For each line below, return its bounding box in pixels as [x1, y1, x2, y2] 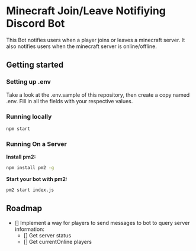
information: [14, 225, 44, 233]
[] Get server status [23, 231, 72, 239]
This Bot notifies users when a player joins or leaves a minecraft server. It [6, 36, 185, 43]
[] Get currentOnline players [23, 238, 92, 245]
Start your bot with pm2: [6, 175, 68, 182]
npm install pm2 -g [6, 165, 54, 171]
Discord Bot [6, 17, 65, 30]
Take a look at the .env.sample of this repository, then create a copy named [6, 91, 190, 99]
